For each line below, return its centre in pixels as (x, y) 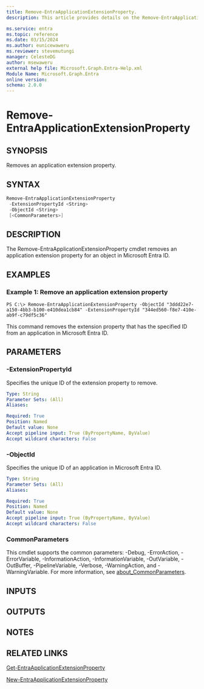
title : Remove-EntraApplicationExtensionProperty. (72, 12)
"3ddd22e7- (180, 304)
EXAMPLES (28, 275)
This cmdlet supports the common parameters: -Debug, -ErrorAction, (93, 553)
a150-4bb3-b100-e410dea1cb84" (45, 310)
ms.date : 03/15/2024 (32, 40)
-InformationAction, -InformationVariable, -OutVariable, (111, 559)
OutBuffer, (19, 565)
